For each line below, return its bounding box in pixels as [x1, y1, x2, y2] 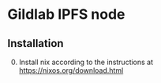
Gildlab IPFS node [7, 5, 125, 23]
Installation [7, 37, 64, 50]
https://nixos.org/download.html [18, 66, 124, 75]
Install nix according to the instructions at [18, 57, 154, 67]
